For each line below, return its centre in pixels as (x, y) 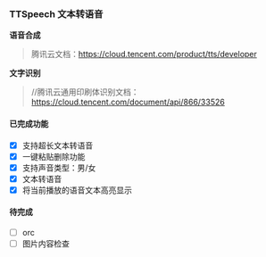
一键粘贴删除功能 (54, 156)
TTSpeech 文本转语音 (56, 13)
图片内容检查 (46, 244)
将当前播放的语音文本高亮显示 (77, 190)
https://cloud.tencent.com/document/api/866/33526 (128, 102)
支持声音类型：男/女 (59, 168)
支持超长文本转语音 (58, 145)
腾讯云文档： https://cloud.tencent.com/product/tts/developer (144, 54)
